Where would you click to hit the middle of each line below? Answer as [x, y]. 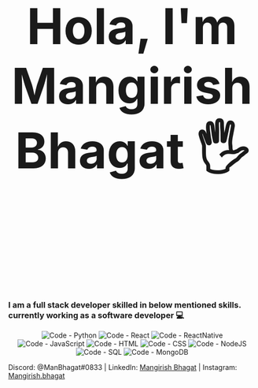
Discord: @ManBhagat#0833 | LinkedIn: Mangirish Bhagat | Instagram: [123, 367]
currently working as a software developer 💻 [96, 315]
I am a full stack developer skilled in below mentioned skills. [125, 305]
